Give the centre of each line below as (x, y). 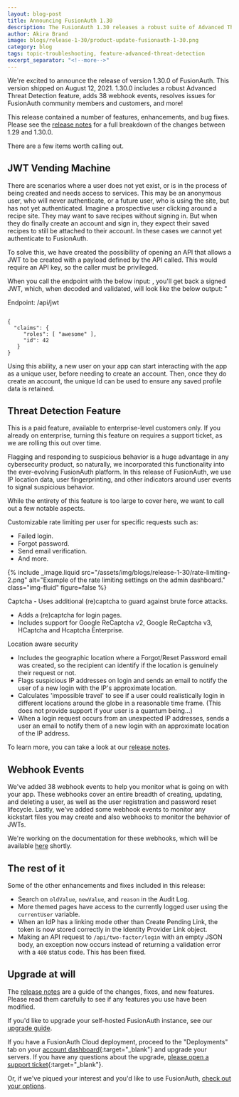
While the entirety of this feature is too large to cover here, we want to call (116, 501)
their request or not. (47, 673)
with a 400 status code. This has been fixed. (82, 952)
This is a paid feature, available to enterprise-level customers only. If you (114, 428)
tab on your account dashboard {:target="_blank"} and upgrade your (107, 1049)
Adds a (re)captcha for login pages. (70, 615)
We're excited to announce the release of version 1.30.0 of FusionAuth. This (118, 80)
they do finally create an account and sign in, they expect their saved (108, 223)
